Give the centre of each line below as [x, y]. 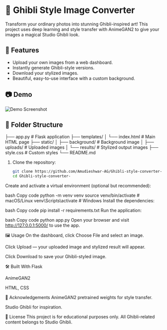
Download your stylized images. [45, 73]
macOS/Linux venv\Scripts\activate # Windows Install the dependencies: [80, 201]
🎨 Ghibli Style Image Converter [70, 10]
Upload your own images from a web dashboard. [63, 62]
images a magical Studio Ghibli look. [42, 34]
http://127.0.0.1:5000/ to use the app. [43, 225]
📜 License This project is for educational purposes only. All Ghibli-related [80, 317]
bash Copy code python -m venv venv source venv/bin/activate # [73, 195]
